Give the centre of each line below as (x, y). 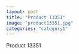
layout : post (22, 12)
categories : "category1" (37, 28)
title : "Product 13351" (36, 17)
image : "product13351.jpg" (40, 23)
